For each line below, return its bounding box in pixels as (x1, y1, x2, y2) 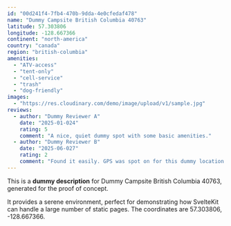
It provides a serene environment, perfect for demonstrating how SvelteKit (7, 198, 219, 206)
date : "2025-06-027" (19, 145, 79, 152)
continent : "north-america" (7, 36, 89, 43)
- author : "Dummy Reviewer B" (13, 139, 100, 146)
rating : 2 (19, 151, 48, 159)
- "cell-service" (13, 74, 64, 82)
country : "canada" (7, 42, 60, 49)
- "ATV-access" (13, 62, 57, 68)
